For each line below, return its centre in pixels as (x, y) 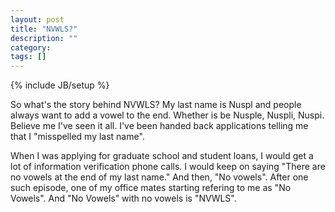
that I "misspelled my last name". (77, 137)
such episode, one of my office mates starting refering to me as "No (151, 188)
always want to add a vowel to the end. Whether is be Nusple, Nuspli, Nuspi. (167, 115)
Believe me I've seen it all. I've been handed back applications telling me (159, 126)
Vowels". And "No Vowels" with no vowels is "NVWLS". (123, 198)
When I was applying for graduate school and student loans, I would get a (162, 156)
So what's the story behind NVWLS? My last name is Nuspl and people (156, 105)
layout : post (37, 19)
